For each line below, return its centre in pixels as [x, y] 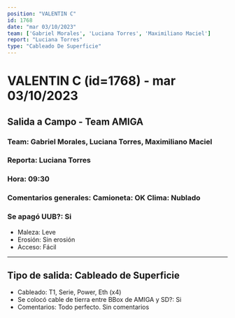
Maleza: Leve [36, 232]
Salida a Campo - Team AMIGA [76, 122]
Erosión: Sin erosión [46, 240]
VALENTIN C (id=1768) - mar [92, 81]
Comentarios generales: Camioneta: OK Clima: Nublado [104, 198]
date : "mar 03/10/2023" [42, 27]
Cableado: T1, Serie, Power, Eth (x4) [69, 292]
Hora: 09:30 [29, 179]
